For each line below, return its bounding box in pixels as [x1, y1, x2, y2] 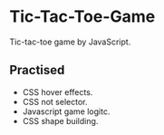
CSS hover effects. [22, 86, 93, 97]
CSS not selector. [22, 96, 88, 107]
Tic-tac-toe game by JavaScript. [9, 36, 131, 47]
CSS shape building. [22, 115, 99, 126]
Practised [9, 63, 65, 78]
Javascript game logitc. [22, 106, 111, 117]
